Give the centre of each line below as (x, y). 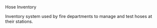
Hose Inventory (21, 7)
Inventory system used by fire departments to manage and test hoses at (79, 16)
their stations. (19, 21)
